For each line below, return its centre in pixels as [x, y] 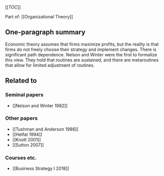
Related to [21, 81]
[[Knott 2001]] [26, 139]
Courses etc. [21, 158]
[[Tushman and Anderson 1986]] [45, 129]
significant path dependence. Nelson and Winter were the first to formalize [81, 54]
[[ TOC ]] [13, 7]
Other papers [21, 118]
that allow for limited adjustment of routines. [50, 65]
